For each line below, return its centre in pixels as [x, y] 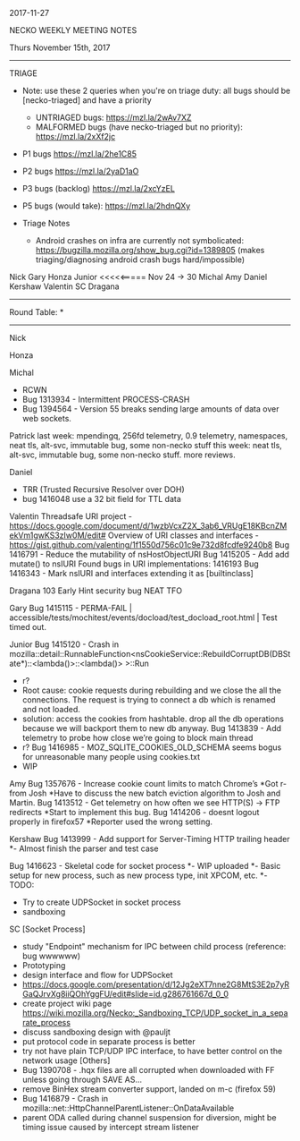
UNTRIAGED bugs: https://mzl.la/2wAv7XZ [113, 117]
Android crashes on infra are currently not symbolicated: [139, 240]
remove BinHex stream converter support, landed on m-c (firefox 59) [149, 1089]
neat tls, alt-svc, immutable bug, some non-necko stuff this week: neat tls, [146, 445]
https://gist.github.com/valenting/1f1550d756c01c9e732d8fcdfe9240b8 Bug [150, 545]
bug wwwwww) [51, 956]
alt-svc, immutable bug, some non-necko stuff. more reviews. [123, 455]
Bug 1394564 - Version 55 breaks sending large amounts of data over [150, 409]
